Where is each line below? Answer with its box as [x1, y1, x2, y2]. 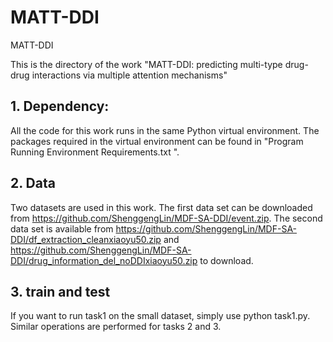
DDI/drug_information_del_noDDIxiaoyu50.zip [10, 254, 198, 266]
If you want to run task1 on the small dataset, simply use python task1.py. [10, 310, 311, 322]
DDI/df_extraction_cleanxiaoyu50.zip [10, 233, 162, 245]
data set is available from [10, 222, 114, 235]
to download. [199, 254, 254, 266]
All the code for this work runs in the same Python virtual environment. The [10, 124, 320, 136]
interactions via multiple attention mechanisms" [31, 69, 228, 81]
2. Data [10, 175, 56, 192]
